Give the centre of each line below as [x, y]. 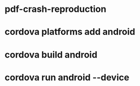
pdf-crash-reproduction [56, 9]
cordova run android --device [67, 77]
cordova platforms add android [70, 32]
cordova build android [51, 54]
